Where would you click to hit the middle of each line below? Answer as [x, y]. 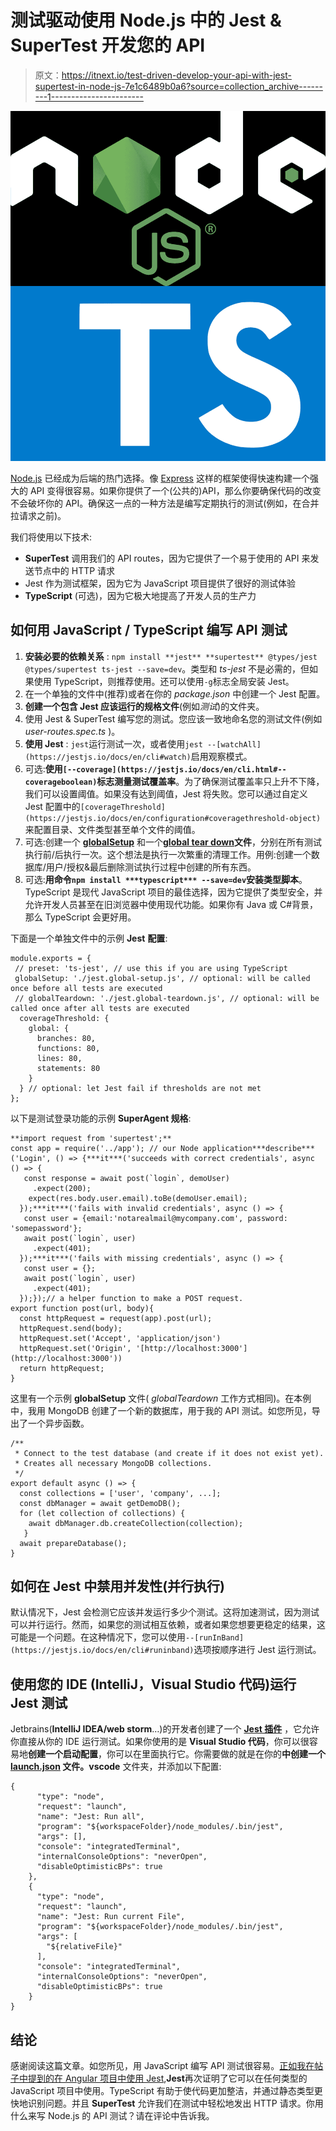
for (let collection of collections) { [102, 1513]
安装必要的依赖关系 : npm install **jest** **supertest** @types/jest [171, 656]
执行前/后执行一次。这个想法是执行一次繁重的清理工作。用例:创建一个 [168, 854]
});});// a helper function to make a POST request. [131, 1298]
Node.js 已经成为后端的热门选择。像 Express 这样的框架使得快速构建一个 [160, 478]
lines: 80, [59, 1058]
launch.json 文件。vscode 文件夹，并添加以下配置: [116, 1767]
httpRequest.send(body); [71, 1328]
